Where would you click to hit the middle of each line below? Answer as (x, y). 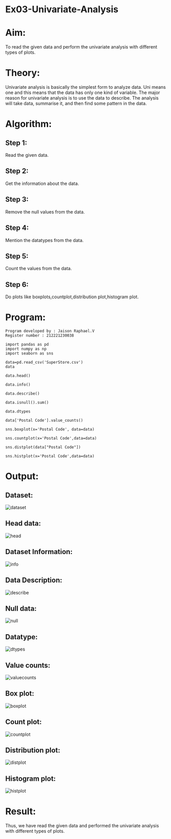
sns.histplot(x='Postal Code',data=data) (50, 456)
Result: (21, 812)
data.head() (18, 376)
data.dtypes (18, 412)
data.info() (18, 385)
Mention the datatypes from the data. (45, 240)
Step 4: (17, 228)
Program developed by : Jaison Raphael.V (50, 331)
